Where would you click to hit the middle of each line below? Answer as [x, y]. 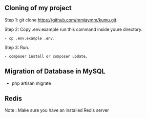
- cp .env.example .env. [30, 38]
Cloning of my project [38, 8]
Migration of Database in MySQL [55, 71]
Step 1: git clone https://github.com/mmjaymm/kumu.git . [61, 20]
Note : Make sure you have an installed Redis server [57, 110]
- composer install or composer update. [46, 56]
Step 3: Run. [17, 47]
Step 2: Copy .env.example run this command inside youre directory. [73, 29]
